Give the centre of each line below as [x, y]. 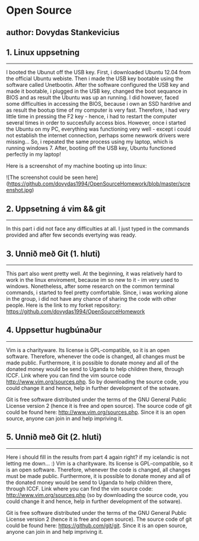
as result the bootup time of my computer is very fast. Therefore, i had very [98, 110]
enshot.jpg [19, 190]
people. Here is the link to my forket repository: [64, 305]
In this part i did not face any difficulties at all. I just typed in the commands [98, 229]
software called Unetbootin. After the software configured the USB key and [98, 85]
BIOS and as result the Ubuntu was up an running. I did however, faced [92, 97]
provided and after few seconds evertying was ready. [71, 235]
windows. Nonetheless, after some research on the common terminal [90, 287]
